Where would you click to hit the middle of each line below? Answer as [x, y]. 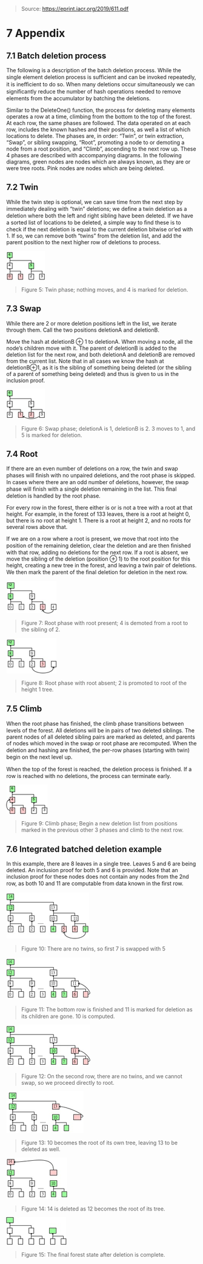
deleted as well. [41, 1149]
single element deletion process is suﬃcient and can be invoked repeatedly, [101, 77]
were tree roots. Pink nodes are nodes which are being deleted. [85, 168]
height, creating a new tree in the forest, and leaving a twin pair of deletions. [101, 565]
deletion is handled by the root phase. [54, 496]
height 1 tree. [37, 689]
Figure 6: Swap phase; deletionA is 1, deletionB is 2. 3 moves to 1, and [108, 428]
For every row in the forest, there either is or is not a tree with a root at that [99, 508]
